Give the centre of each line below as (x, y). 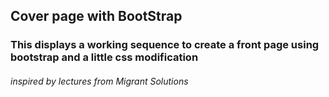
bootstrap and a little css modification (104, 57)
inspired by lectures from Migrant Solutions (99, 81)
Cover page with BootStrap (96, 16)
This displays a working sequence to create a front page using (165, 45)
